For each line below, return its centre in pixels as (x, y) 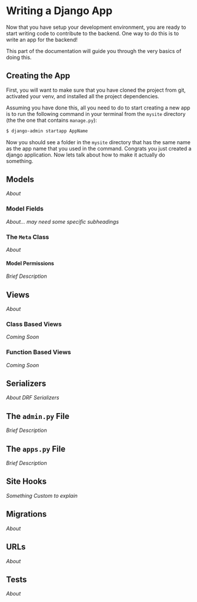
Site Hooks (26, 482)
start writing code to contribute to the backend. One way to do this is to (93, 33)
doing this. (19, 57)
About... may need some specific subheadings (63, 221)
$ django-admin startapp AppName (47, 131)
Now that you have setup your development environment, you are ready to (96, 27)
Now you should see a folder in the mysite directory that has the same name (98, 142)
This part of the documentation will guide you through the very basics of (94, 51)
